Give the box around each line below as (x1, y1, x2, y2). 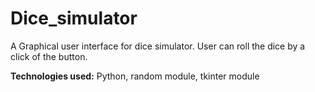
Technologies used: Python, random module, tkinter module (10, 70, 260, 82)
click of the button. (10, 50, 88, 62)
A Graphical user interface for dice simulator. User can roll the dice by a (10, 40, 306, 52)
